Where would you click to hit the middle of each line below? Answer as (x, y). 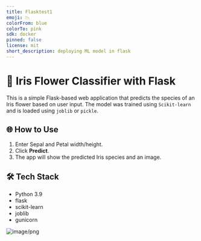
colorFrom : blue (27, 23)
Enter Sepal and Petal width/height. (59, 144)
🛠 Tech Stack (33, 177)
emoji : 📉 (18, 18)
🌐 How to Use (32, 130)
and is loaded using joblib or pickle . (52, 111)
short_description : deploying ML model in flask (69, 51)
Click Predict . (32, 150)
